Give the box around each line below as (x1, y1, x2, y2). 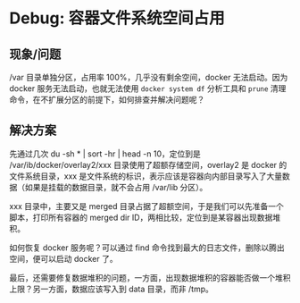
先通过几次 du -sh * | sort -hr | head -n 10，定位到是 (9, 148, 201, 159)
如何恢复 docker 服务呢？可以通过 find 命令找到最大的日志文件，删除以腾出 (9, 242, 285, 253)
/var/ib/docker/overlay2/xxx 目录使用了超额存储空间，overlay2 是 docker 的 (9, 159, 287, 170)
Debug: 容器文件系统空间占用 (9, 8, 225, 29)
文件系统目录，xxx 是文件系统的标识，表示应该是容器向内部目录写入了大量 (9, 171, 283, 181)
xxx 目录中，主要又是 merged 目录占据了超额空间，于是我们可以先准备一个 (9, 200, 284, 211)
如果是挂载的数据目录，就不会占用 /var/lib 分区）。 (24, 181, 208, 192)
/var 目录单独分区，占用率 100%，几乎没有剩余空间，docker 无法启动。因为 (9, 72, 288, 82)
